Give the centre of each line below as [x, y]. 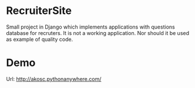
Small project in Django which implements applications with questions [90, 27]
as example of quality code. [40, 39]
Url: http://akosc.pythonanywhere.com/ [54, 79]
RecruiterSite [39, 11]
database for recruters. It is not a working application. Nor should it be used [98, 33]
